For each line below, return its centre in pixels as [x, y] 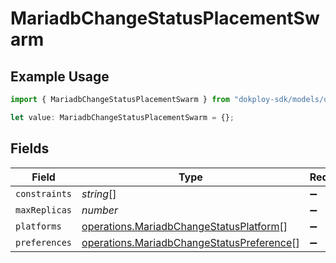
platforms [38, 226]
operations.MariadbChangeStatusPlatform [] [184, 226]
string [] [99, 194]
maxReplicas [44, 210]
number [100, 210]
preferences [44, 242]
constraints [44, 193]
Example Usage [60, 76]
